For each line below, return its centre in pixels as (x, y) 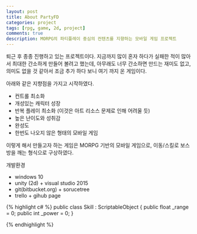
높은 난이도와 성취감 (37, 118)
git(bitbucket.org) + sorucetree (52, 189)
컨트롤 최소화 (30, 96)
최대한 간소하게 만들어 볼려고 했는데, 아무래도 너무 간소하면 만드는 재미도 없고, (101, 63)
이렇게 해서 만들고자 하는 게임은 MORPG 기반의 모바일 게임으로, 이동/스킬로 (93, 145)
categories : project (31, 22)
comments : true (25, 34)
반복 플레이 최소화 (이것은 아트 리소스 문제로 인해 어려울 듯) (82, 111)
